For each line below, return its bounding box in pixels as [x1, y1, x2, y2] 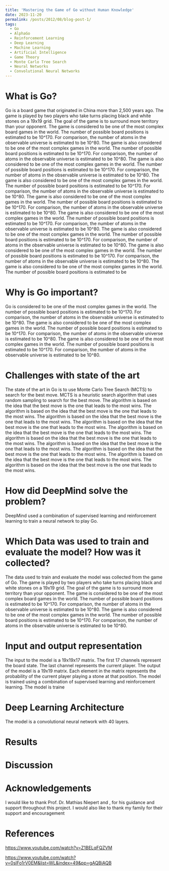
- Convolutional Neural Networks [10, 69, 80, 74]
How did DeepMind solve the [5, 485, 129, 496]
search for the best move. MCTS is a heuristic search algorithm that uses [5, 391, 157, 398]
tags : [5, 21, 17, 27]
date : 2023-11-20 [5, 12, 42, 17]
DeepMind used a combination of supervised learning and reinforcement [5, 513, 156, 519]
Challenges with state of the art [5, 370, 140, 381]
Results [5, 736, 38, 748]
